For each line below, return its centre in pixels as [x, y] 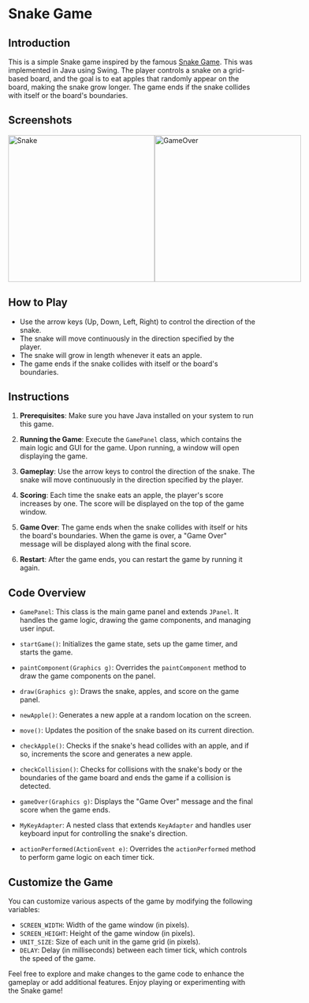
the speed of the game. [58, 959]
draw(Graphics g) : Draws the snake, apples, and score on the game [129, 692]
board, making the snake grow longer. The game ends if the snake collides [129, 87]
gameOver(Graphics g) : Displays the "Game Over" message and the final [136, 801]
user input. [37, 628]
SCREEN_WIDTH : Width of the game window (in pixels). [104, 925]
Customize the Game [61, 882]
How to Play [38, 302]
